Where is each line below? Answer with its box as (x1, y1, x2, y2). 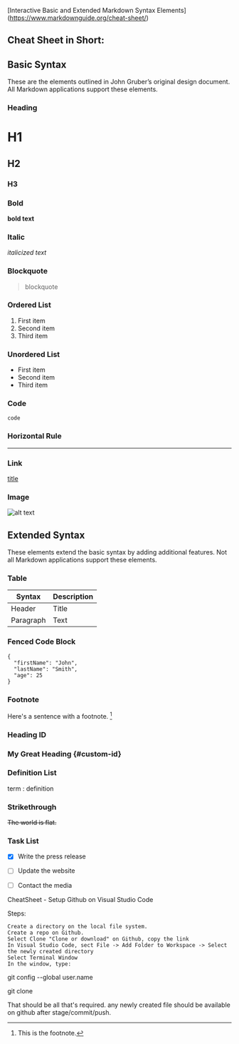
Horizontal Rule (7, 431, 62, 441)
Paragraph (11, 615, 46, 625)
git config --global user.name (7, 973, 94, 981)
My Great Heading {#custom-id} (7, 749, 122, 759)
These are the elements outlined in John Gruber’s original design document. (7, 78, 230, 86)
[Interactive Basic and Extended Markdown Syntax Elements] (7, 6, 186, 14)
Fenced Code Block (7, 637, 76, 647)
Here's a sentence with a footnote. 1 (7, 711, 112, 720)
